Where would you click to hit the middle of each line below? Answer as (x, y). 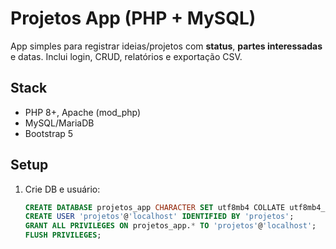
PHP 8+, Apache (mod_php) (83, 112)
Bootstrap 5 (49, 133)
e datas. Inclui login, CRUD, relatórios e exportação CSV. (126, 56)
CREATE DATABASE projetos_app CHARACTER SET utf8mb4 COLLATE (155, 207)
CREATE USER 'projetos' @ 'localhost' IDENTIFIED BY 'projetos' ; (159, 217)
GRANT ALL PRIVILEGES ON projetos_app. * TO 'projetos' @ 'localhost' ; (170, 226)
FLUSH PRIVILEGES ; (63, 235)
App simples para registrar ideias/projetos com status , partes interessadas (166, 46)
